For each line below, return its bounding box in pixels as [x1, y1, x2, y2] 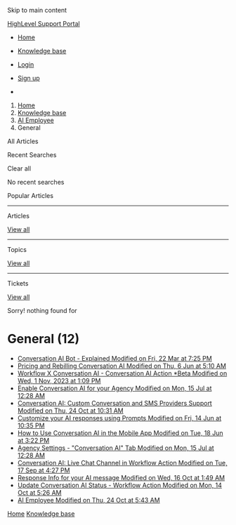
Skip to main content [7, 6, 67, 14]
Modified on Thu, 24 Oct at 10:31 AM [17, 406, 124, 415]
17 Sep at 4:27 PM [17, 466, 70, 474]
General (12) [7, 331, 80, 347]
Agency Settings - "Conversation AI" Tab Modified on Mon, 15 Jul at [17, 444, 214, 452]
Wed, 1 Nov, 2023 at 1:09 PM [17, 376, 101, 385]
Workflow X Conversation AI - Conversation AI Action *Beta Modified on [17, 368, 228, 378]
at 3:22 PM [17, 436, 50, 444]
